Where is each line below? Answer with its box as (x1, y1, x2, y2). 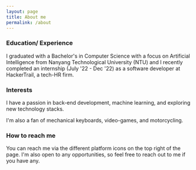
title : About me (6, 14, 46, 20)
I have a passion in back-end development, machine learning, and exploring (6, 99, 191, 106)
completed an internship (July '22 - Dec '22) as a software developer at (6, 65, 181, 72)
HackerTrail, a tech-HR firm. (6, 71, 74, 78)
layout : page (6, 8, 38, 15)
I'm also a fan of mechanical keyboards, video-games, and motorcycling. (6, 116, 184, 124)
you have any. (6, 157, 40, 165)
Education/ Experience (6, 39, 73, 47)
